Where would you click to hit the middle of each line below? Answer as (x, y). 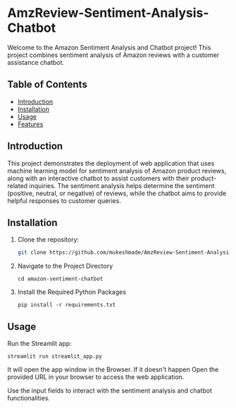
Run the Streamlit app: (39, 344)
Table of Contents (48, 85)
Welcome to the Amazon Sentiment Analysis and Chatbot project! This (109, 47)
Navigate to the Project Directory (65, 266)
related (18, 185)
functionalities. (29, 398)
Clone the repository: (48, 240)
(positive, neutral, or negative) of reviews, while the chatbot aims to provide (117, 193)
